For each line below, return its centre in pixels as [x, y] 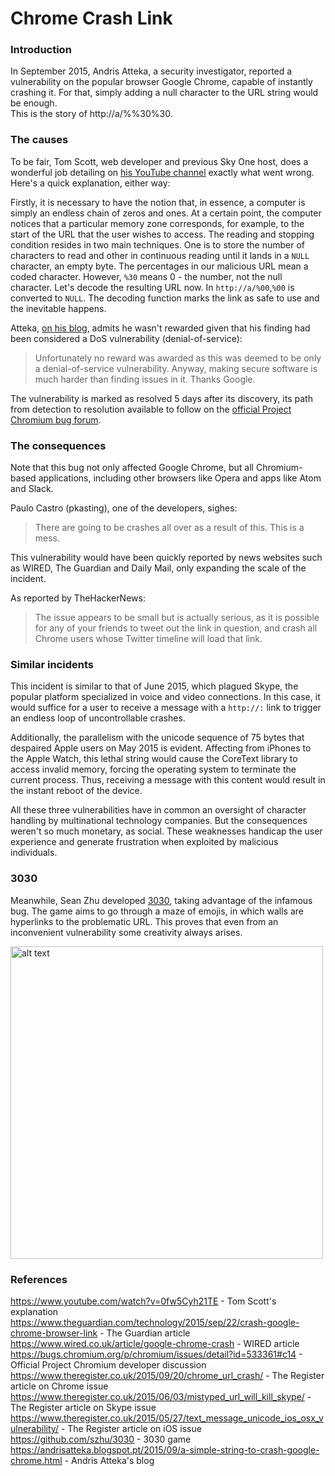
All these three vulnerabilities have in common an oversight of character [158, 810]
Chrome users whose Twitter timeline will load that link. [148, 639]
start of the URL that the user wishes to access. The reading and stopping [162, 234]
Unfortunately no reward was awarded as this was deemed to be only [178, 358]
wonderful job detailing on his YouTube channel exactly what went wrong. [162, 172]
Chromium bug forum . [56, 419]
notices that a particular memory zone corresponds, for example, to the [157, 223]
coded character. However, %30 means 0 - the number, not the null [146, 276]
